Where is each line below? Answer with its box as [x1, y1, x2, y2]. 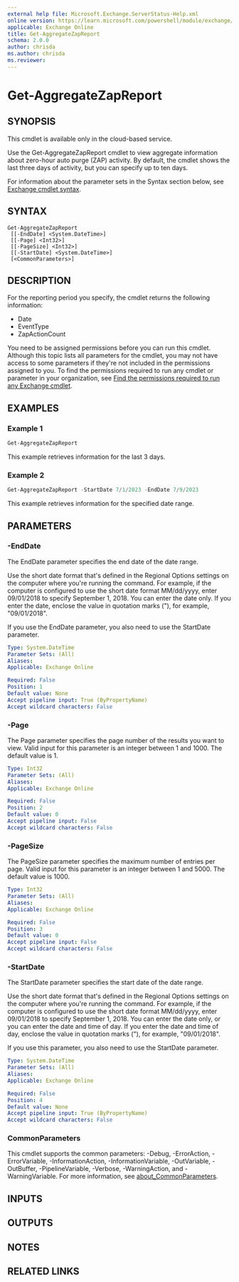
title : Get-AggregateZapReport [7, 30, 100, 38]
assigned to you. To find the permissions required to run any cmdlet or [7, 366, 214, 375]
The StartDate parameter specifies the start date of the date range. [7, 978, 204, 987]
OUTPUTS [7, 1217, 53, 1229]
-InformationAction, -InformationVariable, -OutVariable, [49, 1157, 211, 1165]
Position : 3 [7, 926, 43, 933]
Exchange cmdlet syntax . [7, 184, 82, 193]
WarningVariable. [7, 1172, 58, 1181]
